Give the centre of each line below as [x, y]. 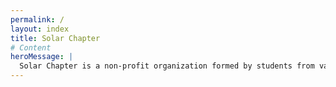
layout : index [40, 29]
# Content [31, 47]
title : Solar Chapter [55, 38]
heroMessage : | [42, 57]
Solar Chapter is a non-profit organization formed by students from [167, 66]
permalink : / [37, 19]
